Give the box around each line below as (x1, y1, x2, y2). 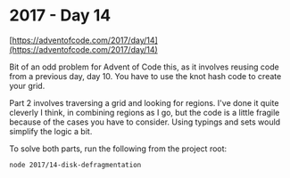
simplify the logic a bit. (9, 125, 93, 136)
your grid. (9, 80, 46, 91)
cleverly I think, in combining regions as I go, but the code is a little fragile (9, 107, 280, 117)
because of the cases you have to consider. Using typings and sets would (9, 117, 281, 127)
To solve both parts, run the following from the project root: (9, 143, 228, 154)
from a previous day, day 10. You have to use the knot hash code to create (9, 70, 282, 81)
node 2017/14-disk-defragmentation (9, 160, 142, 169)
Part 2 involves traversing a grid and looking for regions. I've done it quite (9, 97, 279, 108)
